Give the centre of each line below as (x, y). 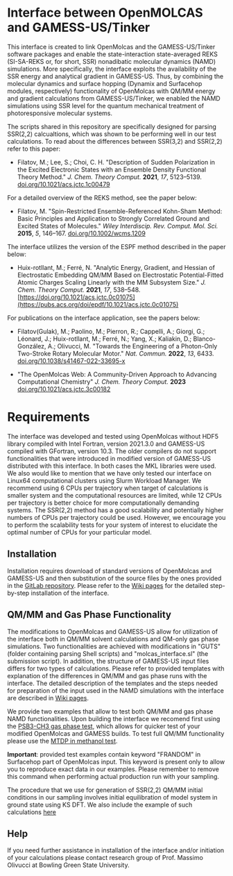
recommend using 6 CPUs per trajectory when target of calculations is (108, 488)
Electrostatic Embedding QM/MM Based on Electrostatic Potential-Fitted (120, 275)
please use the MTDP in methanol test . (62, 741)
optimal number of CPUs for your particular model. (80, 532)
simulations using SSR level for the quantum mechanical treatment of (106, 106)
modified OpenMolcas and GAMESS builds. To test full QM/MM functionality (116, 733)
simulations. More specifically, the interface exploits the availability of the (112, 69)
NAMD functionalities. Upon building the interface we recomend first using (114, 718)
